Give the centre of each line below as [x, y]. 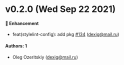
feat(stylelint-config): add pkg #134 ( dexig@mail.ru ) [66, 34]
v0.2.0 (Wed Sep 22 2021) [60, 9]
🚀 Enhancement [22, 23]
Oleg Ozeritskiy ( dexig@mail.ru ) [45, 57]
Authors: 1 [16, 45]
